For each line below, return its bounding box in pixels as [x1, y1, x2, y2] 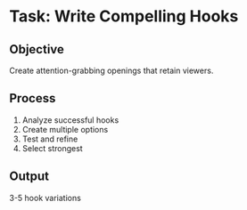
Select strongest [21, 142, 83, 153]
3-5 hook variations [9, 192, 82, 203]
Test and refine [21, 133, 78, 144]
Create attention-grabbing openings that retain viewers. [9, 65, 214, 76]
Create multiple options [21, 124, 109, 134]
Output [9, 169, 49, 184]
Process [9, 91, 56, 106]
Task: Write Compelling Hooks [9, 6, 239, 27]
